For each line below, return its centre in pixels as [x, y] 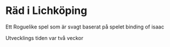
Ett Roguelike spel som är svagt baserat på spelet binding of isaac [85, 27]
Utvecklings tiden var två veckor [44, 38]
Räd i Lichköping [46, 11]
